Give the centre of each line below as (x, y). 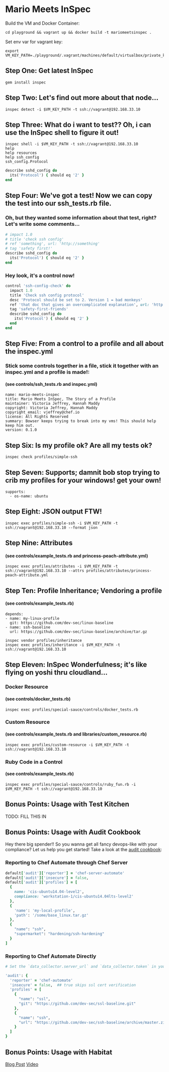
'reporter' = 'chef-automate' (41, 980)
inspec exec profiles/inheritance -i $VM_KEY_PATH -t (63, 645)
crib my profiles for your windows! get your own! (83, 480)
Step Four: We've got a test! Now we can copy (79, 195)
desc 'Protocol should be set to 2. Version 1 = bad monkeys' (76, 300)
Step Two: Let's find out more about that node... (82, 98)
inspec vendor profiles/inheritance (44, 640)
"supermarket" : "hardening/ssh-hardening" (59, 934)
